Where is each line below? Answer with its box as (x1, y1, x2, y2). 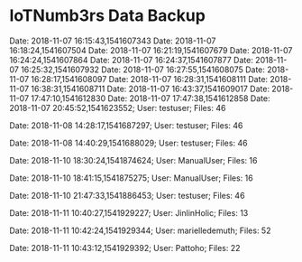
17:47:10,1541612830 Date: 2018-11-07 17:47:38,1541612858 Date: (31, 92, 270, 104)
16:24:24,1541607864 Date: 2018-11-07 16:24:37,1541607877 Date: (9, 54, 254, 65)
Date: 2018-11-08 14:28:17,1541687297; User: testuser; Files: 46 (9, 119, 243, 131)
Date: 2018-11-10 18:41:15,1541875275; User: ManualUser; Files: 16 (9, 173, 254, 183)
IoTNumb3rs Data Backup (9, 5, 206, 26)
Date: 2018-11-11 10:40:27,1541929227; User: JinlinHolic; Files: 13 (9, 207, 249, 218)
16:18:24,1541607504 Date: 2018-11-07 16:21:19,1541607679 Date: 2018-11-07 (9, 44, 293, 55)
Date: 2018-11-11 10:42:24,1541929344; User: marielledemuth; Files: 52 (9, 225, 271, 236)
